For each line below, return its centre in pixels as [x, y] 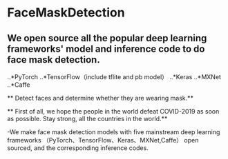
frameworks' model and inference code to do [106, 49]
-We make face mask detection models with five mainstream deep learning [114, 132]
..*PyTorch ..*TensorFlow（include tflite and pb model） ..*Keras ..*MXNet [114, 77]
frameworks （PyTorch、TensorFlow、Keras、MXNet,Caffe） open [103, 140]
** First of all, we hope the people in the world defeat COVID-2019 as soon [113, 111]
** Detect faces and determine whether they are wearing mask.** [101, 98]
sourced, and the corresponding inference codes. [78, 148]
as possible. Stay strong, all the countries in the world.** [87, 119]
